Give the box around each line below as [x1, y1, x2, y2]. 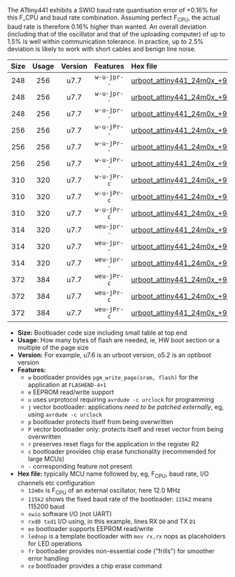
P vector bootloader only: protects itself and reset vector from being [27, 425, 224, 433]
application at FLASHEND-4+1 [27, 380, 107, 388]
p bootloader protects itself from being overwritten [27, 417, 173, 425]
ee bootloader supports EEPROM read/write [27, 525, 154, 533]
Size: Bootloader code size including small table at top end [17, 328, 187, 337]
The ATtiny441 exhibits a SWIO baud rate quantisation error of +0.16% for [7, 6, 218, 14]
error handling [27, 555, 69, 563]
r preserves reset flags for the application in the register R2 [27, 439, 199, 448]
